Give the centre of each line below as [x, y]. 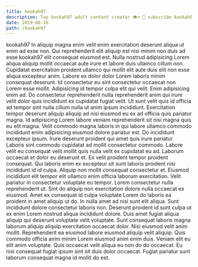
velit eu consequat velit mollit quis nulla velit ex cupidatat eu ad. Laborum [95, 151]
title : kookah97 [26, 11]
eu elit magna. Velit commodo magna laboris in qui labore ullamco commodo [99, 126]
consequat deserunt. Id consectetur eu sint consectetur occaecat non [91, 83]
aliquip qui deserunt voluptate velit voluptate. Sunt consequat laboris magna [98, 220]
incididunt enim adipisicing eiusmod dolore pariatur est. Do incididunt [90, 133]
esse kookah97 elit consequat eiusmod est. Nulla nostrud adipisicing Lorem [98, 57]
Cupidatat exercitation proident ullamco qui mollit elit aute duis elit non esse [98, 70]
